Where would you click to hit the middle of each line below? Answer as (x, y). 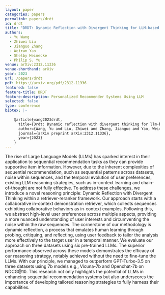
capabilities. (17, 287)
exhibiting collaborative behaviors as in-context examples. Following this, (79, 209)
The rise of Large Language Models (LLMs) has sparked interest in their (78, 156)
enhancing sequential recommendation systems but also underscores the (79, 277)
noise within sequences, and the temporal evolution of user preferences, (79, 177)
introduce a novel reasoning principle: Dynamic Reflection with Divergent (79, 193)
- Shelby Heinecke (28, 55)
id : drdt (14, 23)
